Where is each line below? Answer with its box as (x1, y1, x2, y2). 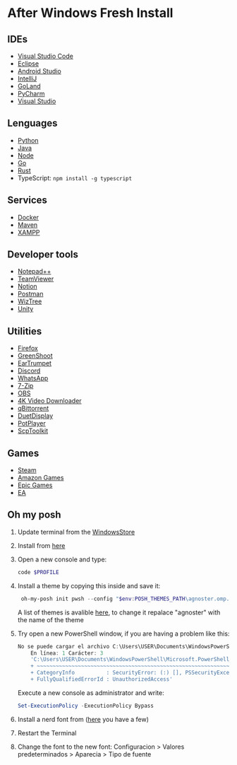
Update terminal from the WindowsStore (17, 527, 135, 536)
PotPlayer (17, 419, 46, 428)
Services (7, 194, 48, 206)
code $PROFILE (17, 568, 59, 576)
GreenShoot (17, 351, 53, 360)
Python (17, 136, 39, 144)
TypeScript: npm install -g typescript (17, 173, 133, 182)
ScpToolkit (17, 426, 49, 436)
